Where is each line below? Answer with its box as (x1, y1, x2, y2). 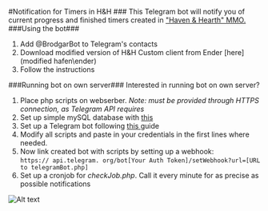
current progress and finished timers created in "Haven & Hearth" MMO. (8, 15, 246, 25)
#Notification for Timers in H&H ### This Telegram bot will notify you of (8, 7, 246, 16)
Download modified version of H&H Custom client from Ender (19, 48, 222, 57)
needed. (19, 138, 48, 147)
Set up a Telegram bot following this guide (19, 121, 160, 130)
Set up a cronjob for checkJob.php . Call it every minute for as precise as (19, 171, 259, 180)
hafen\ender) (53, 56, 97, 66)
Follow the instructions (19, 65, 95, 74)
